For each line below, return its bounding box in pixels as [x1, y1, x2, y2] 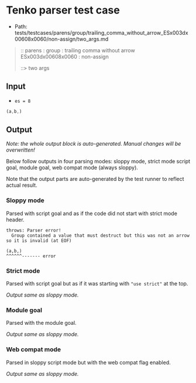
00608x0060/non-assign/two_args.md [14, 35, 109, 42]
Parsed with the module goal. [6, 320, 77, 327]
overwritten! [6, 146, 35, 153]
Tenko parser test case [6, 4, 120, 17]
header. [6, 216, 25, 223]
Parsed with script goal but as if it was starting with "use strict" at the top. [6, 280, 188, 287]
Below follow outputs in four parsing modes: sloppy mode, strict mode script [6, 158, 191, 165]
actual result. [6, 182, 37, 189]
